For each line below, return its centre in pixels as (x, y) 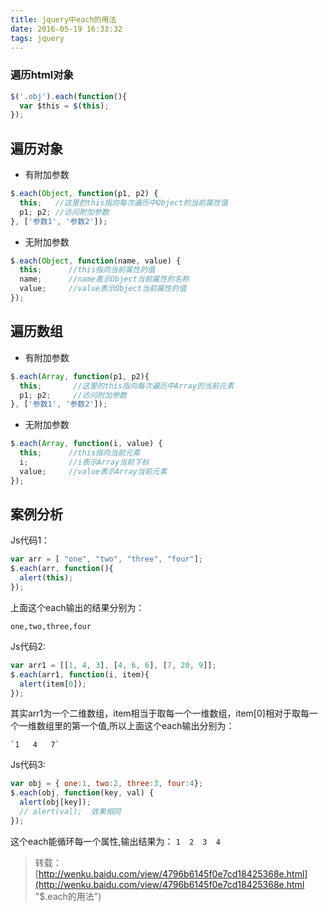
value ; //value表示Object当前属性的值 (103, 289)
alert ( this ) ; (46, 578)
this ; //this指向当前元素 (80, 453)
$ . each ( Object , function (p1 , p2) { (84, 194)
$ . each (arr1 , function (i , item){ (80, 674)
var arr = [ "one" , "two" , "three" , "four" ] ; (106, 559)
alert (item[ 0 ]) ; (53, 684)
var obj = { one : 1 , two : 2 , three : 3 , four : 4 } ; (107, 784)
